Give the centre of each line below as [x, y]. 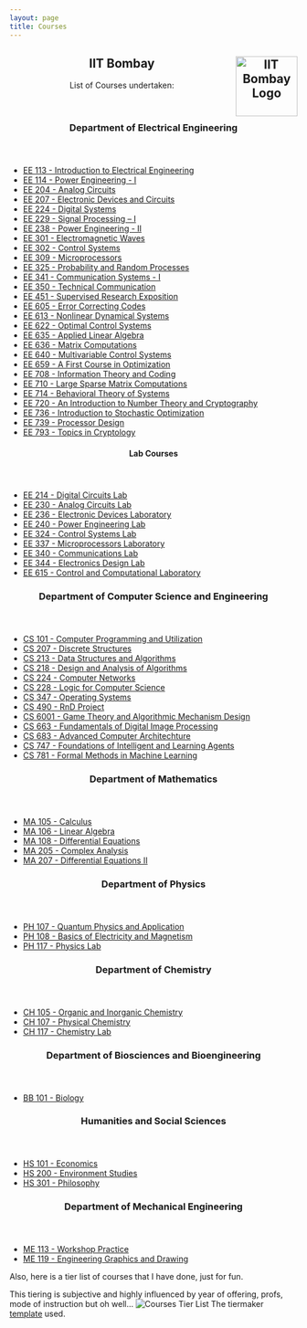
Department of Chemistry [153, 969]
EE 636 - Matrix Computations [79, 345]
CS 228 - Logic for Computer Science [94, 687]
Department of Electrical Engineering [153, 128]
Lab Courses [153, 453]
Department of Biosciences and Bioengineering [153, 1055]
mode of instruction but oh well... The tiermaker [137, 1304]
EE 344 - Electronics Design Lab [84, 563]
